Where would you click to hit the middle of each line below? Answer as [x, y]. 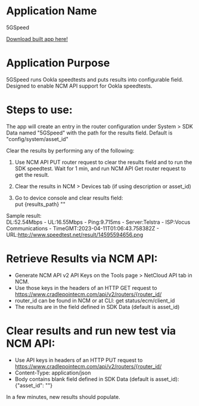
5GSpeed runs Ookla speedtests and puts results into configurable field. [95, 79]
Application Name [52, 11]
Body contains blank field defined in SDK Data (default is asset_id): [97, 379]
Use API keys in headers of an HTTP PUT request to [79, 360]
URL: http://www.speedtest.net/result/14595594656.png [75, 235]
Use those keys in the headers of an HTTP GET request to [86, 288]
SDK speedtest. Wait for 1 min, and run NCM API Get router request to [100, 168]
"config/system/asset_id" [37, 139]
